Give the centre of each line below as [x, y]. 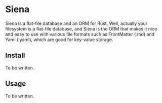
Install [15, 56]
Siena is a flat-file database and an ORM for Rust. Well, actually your [76, 23]
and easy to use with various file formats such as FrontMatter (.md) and [80, 34]
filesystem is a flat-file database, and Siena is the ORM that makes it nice [81, 28]
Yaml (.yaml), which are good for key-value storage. [59, 40]
